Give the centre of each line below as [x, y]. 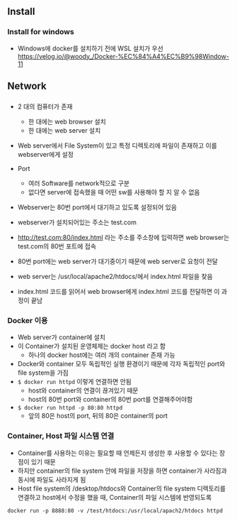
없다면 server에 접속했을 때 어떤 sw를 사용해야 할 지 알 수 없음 [114, 192]
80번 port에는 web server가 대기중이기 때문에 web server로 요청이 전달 [117, 261]
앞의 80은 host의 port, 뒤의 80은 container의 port [98, 416]
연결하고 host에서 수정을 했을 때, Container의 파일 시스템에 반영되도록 [115, 497]
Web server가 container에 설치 [62, 337]
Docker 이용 [28, 320]
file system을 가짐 [43, 373]
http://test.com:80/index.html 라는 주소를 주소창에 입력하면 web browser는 [123, 237]
